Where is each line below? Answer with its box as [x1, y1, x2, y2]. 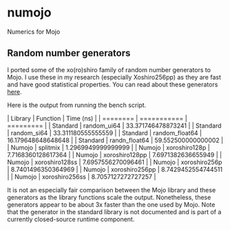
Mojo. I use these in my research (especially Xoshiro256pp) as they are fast [7, 73, 222, 81]
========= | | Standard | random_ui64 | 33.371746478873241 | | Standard [7, 122, 222, 130]
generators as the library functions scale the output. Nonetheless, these [7, 193, 211, 201]
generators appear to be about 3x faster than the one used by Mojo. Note [7, 200, 216, 209]
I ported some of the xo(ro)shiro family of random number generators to [7, 65, 211, 73]
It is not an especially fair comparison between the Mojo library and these [7, 185, 216, 194]
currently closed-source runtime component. [7, 215, 135, 223]
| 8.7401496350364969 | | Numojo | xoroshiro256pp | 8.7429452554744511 [7, 165, 222, 173]
